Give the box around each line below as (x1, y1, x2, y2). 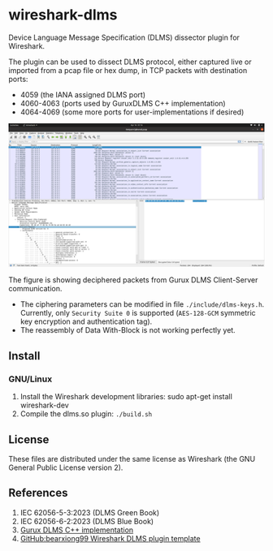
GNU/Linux (8, 373, 53, 385)
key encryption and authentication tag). (19, 316, 153, 326)
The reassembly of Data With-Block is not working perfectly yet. (19, 325, 236, 335)
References (8, 486, 68, 500)
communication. (8, 284, 63, 294)
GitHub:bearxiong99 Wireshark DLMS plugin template (19, 533, 201, 543)
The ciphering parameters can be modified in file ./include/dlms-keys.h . (19, 299, 265, 309)
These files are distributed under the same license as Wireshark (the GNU (8, 454, 256, 463)
